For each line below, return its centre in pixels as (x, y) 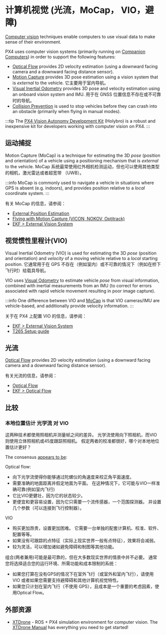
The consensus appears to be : (36, 457)
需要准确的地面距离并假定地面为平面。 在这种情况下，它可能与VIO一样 (84, 483)
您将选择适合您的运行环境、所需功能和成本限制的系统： (61, 564)
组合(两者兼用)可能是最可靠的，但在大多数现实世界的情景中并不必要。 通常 (81, 557)
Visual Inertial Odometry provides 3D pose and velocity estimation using (86, 88)
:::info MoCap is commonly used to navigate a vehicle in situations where (80, 183)
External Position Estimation (41, 213)
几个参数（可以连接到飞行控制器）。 (48, 508)
